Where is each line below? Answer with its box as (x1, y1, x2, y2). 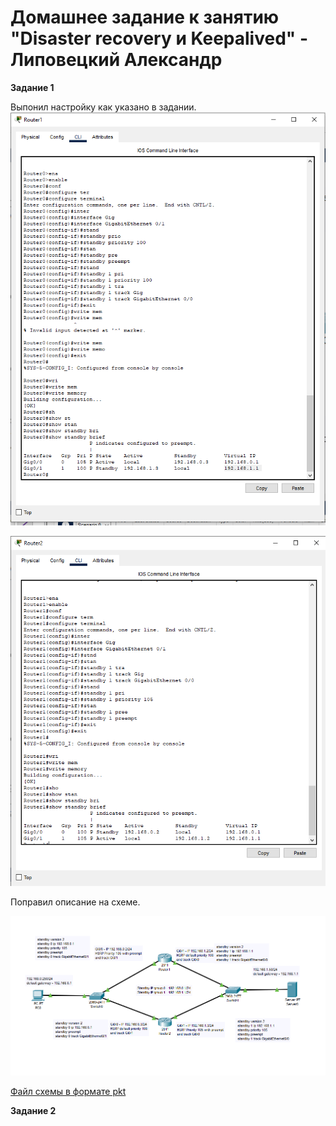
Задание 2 (10, 1105, 57, 1117)
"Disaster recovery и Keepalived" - (10, 27, 308, 50)
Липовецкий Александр (10, 49, 223, 71)
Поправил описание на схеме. (10, 896, 141, 908)
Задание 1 (10, 81, 55, 93)
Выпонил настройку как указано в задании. (10, 101, 197, 113)
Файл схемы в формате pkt (10, 1086, 127, 1098)
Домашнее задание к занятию (10, 6, 280, 29)
